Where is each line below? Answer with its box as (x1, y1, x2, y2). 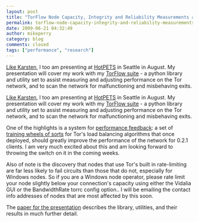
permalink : (6, 20, 33, 25)
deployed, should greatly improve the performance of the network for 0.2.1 (6, 137, 188, 144)
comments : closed (6, 42, 49, 48)
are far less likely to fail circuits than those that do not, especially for (6, 167, 173, 174)
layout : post (6, 8, 38, 15)
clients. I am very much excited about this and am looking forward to (6, 143, 174, 150)
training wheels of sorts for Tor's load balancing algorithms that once (6, 130, 175, 137)
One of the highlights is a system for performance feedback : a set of (6, 124, 174, 131)
